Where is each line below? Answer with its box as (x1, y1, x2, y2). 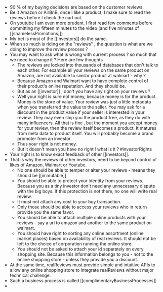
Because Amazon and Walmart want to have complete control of (17, 78, 149, 84)
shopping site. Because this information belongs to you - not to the (17, 251, 154, 257)
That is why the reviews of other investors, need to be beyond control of (9, 157, 157, 162)
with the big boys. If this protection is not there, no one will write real (17, 188, 157, 194)
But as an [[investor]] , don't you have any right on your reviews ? (17, 89, 151, 94)
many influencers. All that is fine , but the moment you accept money (17, 120, 158, 126)
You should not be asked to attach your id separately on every (17, 246, 144, 252)
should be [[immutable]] (17, 173, 67, 178)
